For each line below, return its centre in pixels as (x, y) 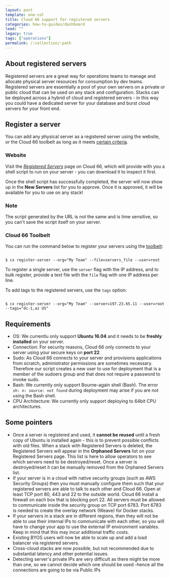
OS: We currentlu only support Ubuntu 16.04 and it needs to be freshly (87, 336)
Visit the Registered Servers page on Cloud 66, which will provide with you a (85, 166)
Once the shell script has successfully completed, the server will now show (84, 182)
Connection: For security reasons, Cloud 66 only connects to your (82, 347)
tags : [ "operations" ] (28, 39)
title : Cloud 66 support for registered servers (58, 19)
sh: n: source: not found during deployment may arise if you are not (86, 390)
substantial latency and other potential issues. (61, 554)
